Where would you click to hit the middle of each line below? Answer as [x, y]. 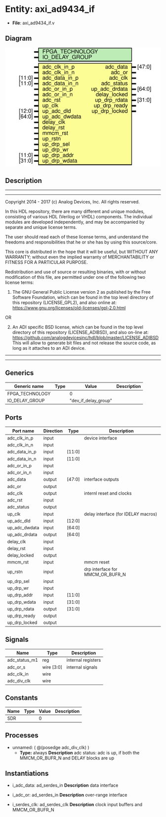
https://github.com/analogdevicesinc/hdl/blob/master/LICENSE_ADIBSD [85, 337]
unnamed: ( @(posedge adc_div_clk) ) [51, 747]
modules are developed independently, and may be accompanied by [75, 222]
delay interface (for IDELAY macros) [120, 514]
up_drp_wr [18, 588]
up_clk [14, 514]
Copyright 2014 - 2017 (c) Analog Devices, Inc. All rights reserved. [72, 201]
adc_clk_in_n [20, 445]
